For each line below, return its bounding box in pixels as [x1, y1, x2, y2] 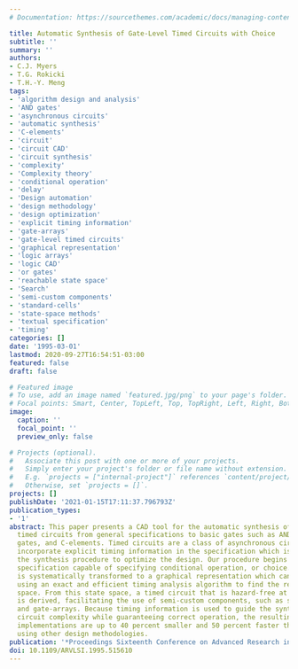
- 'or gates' [9, 268, 58, 277]
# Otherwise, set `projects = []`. [9, 481, 149, 490]
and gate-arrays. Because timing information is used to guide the [17, 604, 272, 614]
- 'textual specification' [9, 317, 109, 326]
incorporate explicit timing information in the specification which [17, 547, 279, 556]
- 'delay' [9, 185, 46, 195]
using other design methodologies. [17, 629, 149, 638]
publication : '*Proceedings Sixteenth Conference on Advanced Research [9, 637, 279, 647]
